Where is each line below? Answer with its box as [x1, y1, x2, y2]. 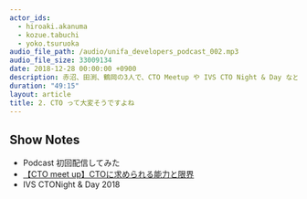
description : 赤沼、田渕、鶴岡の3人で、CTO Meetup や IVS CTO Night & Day [9, 73, 282, 82]
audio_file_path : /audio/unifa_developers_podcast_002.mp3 [9, 47, 239, 57]
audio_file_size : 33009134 [9, 56, 112, 65]
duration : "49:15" [9, 81, 79, 90]
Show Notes [9, 131, 80, 147]
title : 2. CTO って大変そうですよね [9, 98, 135, 108]
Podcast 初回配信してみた [22, 157, 121, 169]
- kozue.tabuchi [17, 30, 79, 39]
